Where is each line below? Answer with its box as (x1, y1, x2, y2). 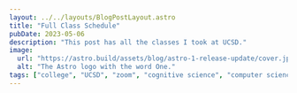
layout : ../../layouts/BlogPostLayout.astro (9, 12, 176, 22)
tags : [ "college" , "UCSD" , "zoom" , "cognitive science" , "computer (9, 71, 263, 80)
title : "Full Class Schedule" (9, 21, 121, 30)
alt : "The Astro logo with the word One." (17, 63, 176, 72)
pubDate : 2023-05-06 (9, 29, 86, 38)
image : (9, 46, 34, 55)
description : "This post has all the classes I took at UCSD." (9, 37, 247, 47)
